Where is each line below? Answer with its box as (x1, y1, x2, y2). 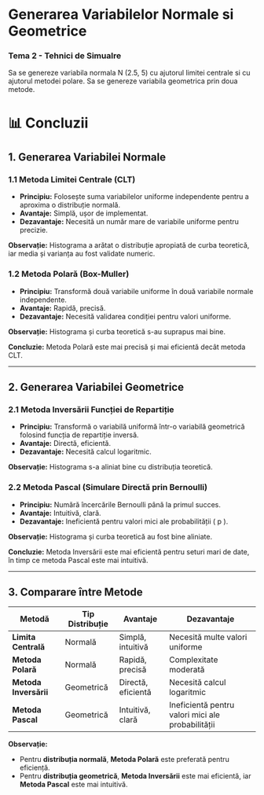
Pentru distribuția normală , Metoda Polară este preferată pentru (19, 755, 229, 764)
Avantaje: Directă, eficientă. (19, 439, 112, 448)
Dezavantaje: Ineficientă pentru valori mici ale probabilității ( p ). (19, 517, 229, 526)
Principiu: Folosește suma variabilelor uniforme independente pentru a (19, 192, 249, 201)
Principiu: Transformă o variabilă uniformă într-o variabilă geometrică (19, 422, 245, 432)
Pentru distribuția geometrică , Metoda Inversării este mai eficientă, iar (19, 771, 251, 781)
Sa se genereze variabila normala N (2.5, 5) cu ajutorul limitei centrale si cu (8, 68, 251, 78)
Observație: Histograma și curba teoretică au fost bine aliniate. (8, 532, 213, 541)
